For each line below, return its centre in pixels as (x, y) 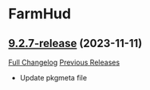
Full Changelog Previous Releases (64, 62)
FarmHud (40, 14)
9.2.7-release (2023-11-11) (75, 43)
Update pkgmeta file (53, 78)
